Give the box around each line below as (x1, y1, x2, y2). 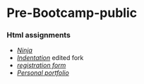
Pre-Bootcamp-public (6, 5, 138, 21)
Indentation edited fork (16, 54, 84, 62)
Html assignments (6, 30, 71, 40)
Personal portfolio (16, 68, 70, 77)
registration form (16, 61, 66, 70)
